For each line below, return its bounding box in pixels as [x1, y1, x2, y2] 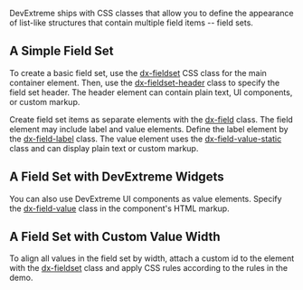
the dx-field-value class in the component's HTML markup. [9, 203, 230, 214]
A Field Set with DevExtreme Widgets [9, 169, 224, 185]
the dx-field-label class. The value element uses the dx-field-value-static [9, 133, 282, 144]
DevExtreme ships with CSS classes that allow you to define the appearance [9, 8, 294, 18]
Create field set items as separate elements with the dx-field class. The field [9, 113, 294, 125]
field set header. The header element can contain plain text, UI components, [9, 86, 293, 98]
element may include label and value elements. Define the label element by [9, 123, 289, 134]
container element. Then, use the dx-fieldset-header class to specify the [9, 77, 280, 88]
